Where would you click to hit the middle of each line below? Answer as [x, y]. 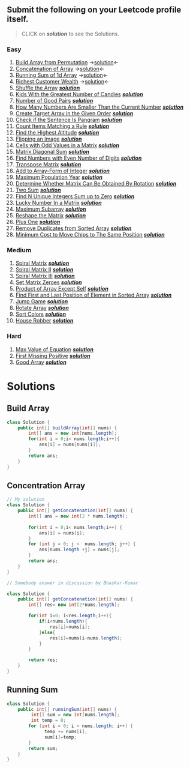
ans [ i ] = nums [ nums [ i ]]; [70, 445]
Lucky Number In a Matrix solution [58, 203]
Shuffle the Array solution [48, 88]
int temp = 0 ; [49, 721]
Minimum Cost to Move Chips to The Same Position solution [90, 235]
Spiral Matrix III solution [45, 276]
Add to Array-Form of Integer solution [63, 171]
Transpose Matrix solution [48, 165]
